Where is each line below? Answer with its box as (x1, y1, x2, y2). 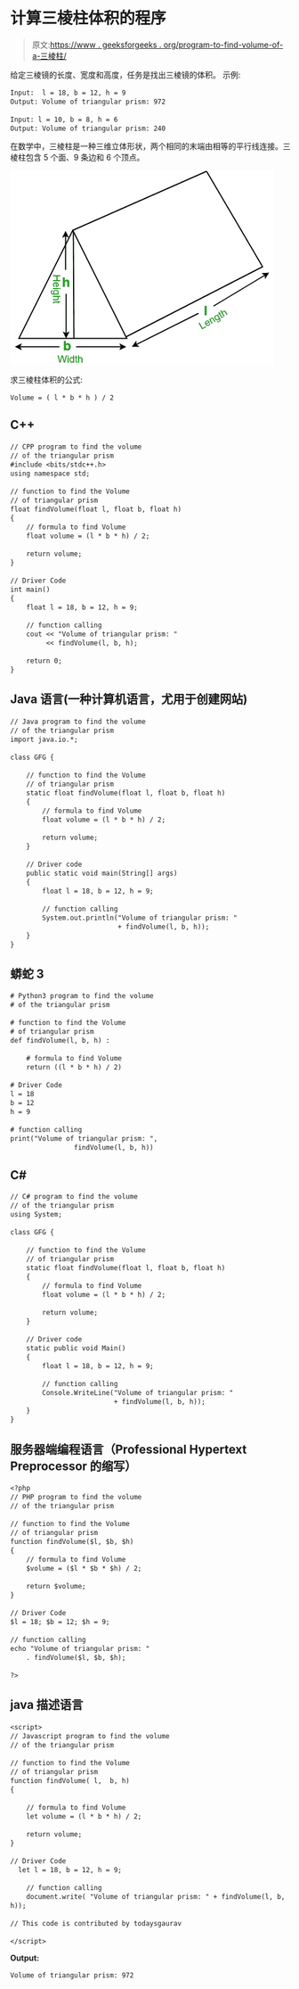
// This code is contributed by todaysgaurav (10, 1919, 182, 1927)
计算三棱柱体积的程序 (10, 8, 167, 29)
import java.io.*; (10, 735, 78, 744)
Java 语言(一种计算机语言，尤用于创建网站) (10, 692, 248, 707)
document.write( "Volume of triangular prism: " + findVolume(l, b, (26, 1892, 286, 1901)
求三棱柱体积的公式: (10, 374, 84, 384)
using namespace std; (10, 469, 91, 478)
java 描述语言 (10, 1697, 84, 1713)
